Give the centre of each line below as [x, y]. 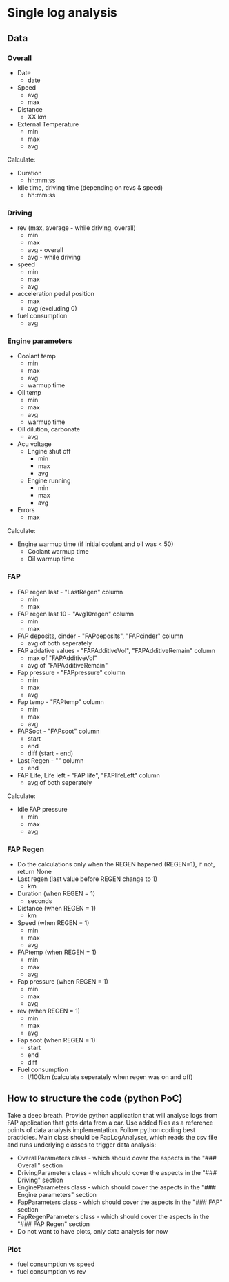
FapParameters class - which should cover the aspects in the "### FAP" [120, 1202]
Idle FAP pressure [42, 809]
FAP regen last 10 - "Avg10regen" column [76, 614]
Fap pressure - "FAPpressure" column [71, 672]
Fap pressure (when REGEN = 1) [63, 982]
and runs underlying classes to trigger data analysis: [82, 1145]
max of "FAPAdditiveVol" [62, 658]
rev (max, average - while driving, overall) [76, 228]
